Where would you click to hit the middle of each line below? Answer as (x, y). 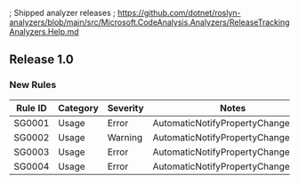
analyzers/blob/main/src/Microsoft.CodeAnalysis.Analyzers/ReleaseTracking (149, 22)
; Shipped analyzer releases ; (62, 13)
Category (78, 108)
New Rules (33, 85)
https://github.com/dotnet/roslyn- (179, 13)
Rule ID (32, 108)
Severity (125, 108)
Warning (125, 137)
